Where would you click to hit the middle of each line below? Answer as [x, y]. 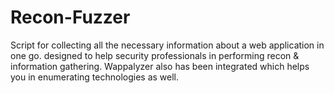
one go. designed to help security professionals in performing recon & [155, 55]
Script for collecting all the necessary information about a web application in [167, 45]
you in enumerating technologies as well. [95, 77]
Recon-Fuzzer [70, 17]
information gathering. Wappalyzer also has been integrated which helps [160, 66]
